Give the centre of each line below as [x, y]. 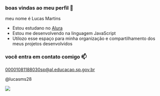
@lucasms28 [19, 79]
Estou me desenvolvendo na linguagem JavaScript [64, 33]
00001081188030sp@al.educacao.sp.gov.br [50, 69]
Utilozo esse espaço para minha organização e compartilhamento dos [84, 38]
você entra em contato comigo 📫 [46, 57]
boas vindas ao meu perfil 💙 [39, 8]
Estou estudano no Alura [37, 28]
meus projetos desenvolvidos [42, 44]
